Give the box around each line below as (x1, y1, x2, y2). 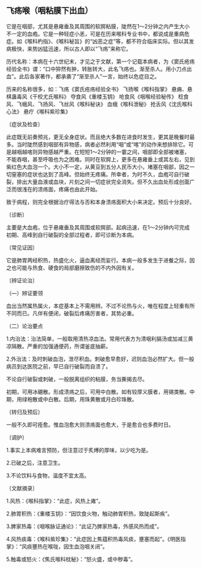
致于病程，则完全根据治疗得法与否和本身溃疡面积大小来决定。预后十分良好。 (6, 198, 195, 205)
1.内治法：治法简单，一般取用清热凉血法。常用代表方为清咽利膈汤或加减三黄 (6, 335, 193, 342)
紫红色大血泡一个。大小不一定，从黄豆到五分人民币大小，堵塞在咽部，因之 (6, 163, 190, 170)
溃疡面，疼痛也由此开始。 (37, 185, 100, 193)
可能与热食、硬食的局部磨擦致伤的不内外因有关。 (16, 264, 138, 271)
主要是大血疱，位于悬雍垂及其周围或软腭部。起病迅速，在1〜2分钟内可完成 (6, 224, 190, 231)
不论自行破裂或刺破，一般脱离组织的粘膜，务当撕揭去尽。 (6, 375, 148, 383)
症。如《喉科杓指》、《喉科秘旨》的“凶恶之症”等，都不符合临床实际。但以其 (6, 38, 190, 45)
